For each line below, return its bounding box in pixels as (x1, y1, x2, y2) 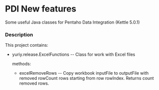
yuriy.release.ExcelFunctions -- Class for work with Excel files (12, 51, 135, 57)
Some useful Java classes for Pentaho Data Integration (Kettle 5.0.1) (5, 19, 140, 25)
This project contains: (5, 42, 48, 48)
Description (5, 31, 33, 38)
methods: (12, 61, 31, 67)
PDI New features (5, 3, 76, 14)
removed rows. (19, 80, 49, 86)
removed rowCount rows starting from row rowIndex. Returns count (19, 76, 154, 81)
